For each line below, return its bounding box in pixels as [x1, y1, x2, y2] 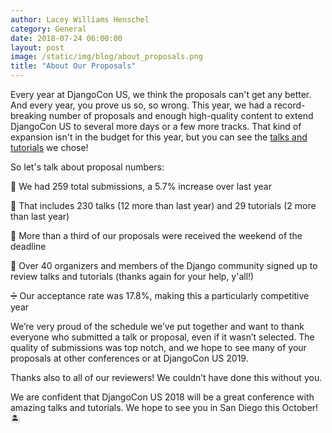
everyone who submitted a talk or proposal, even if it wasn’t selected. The [10, 331, 315, 343]
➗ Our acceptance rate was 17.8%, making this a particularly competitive [10, 290, 310, 301]
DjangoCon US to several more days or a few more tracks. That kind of [10, 121, 302, 132]
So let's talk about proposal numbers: [10, 161, 165, 173]
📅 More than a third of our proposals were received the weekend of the [10, 230, 303, 241]
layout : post [10, 42, 65, 53]
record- [273, 99, 306, 111]
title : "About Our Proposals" [10, 61, 137, 71]
